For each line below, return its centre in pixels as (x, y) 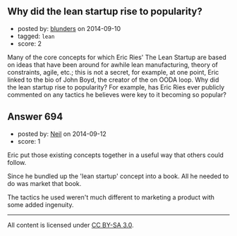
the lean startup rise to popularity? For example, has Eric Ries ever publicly (116, 87)
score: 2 (30, 43)
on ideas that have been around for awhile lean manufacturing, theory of (113, 64)
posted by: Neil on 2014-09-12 (62, 134)
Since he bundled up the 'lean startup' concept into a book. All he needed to (118, 176)
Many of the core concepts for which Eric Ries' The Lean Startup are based (117, 57)
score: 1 (29, 141)
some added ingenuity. (41, 204)
